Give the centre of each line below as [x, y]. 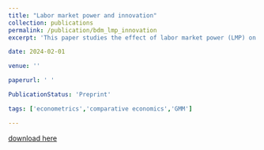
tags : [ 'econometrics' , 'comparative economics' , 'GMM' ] [100, 109]
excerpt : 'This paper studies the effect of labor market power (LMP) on [132, 37]
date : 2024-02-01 [37, 52]
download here [33, 138]
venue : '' [25, 66]
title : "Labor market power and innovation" [83, 15]
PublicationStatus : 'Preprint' [60, 95]
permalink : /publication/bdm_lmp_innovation [83, 30]
